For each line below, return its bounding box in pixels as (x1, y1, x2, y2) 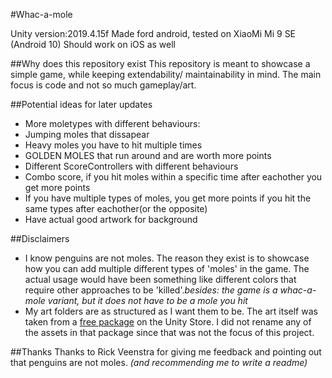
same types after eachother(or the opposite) (24, 203, 208, 214)
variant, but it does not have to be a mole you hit (47, 295, 248, 306)
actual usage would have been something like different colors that (24, 274, 297, 285)
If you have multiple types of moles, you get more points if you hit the (24, 192, 312, 204)
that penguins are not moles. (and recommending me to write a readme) (10, 357, 308, 368)
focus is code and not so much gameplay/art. (10, 79, 197, 91)
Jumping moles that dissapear (24, 129, 150, 140)
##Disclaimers (10, 233, 70, 244)
